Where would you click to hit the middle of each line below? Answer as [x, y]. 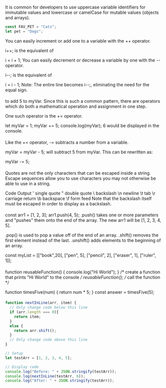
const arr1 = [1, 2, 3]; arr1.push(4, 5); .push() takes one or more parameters [82, 215]
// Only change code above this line [49, 340]
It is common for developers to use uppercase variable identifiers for [75, 7]
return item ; [28, 317]
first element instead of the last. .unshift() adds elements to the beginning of [83, 241]
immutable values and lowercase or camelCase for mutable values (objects [82, 12]
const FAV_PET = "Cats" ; [31, 27]
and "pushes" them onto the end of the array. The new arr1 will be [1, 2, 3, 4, [83, 220]
